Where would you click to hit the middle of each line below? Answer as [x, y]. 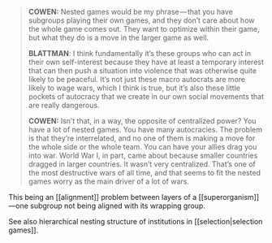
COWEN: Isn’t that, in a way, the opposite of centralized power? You [142, 121]
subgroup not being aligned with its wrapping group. [117, 206]
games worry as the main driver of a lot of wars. [108, 181]
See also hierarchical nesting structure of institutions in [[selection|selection [136, 221]
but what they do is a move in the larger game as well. [119, 37]
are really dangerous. [64, 105]
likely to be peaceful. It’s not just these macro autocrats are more [137, 79]
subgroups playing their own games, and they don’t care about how [141, 20]
